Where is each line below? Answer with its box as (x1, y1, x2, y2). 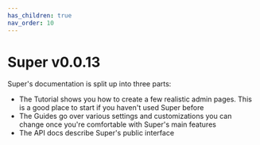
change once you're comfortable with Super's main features (18, 120, 216, 129)
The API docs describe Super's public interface (18, 128, 175, 138)
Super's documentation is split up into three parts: (7, 79, 172, 89)
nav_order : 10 (7, 19, 55, 27)
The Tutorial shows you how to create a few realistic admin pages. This (18, 94, 252, 104)
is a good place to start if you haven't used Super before (18, 103, 204, 113)
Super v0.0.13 (7, 53, 101, 71)
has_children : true (7, 11, 72, 20)
